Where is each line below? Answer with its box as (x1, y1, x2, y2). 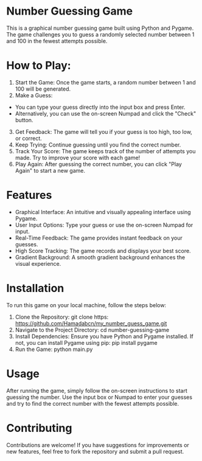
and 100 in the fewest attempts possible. (6, 37, 108, 44)
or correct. (15, 134, 43, 142)
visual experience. (15, 260, 61, 267)
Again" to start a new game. (15, 167, 85, 174)
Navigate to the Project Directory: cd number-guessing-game (15, 326, 169, 333)
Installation (6, 282, 64, 295)
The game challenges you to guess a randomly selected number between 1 (6, 30, 195, 38)
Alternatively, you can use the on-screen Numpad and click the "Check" (15, 109, 197, 117)
